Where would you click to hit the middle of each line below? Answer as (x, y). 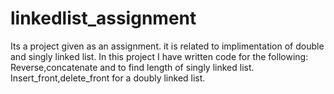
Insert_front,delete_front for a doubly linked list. (108, 78)
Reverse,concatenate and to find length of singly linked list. (132, 67)
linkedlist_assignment (103, 18)
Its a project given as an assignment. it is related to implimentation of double (167, 46)
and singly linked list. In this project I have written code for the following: (159, 56)
